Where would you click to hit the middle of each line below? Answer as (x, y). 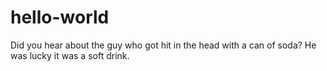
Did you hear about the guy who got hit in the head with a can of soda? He (163, 45)
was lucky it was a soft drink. (70, 55)
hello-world (60, 17)
